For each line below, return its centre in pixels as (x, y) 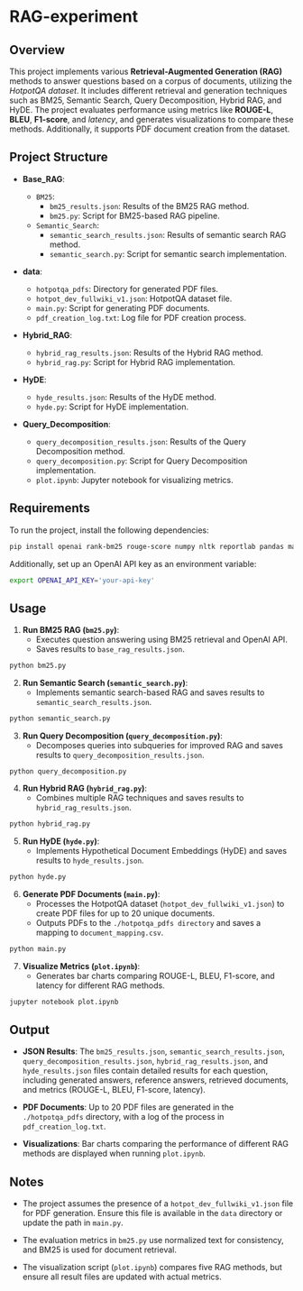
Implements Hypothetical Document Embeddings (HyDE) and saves (161, 850)
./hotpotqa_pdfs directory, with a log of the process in (123, 1117)
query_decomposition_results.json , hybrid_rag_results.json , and (145, 1061)
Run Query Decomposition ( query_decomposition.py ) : (123, 736)
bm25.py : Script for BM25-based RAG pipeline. (134, 215)
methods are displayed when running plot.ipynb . (114, 1154)
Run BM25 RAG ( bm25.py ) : (71, 630)
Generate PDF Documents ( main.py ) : (91, 893)
